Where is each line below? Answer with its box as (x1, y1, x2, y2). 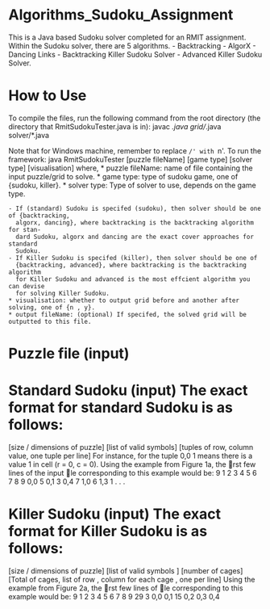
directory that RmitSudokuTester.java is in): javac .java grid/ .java (8, 121, 222, 131)
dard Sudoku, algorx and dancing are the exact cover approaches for (15, 233, 254, 241)
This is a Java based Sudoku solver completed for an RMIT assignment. (8, 32, 247, 42)
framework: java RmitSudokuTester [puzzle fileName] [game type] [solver (8, 154, 253, 164)
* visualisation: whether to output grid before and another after (8, 296, 240, 304)
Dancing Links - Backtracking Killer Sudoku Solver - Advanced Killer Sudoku (8, 49, 263, 59)
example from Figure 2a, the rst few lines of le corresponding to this (8, 583, 243, 593)
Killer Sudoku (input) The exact (8, 505, 222, 523)
